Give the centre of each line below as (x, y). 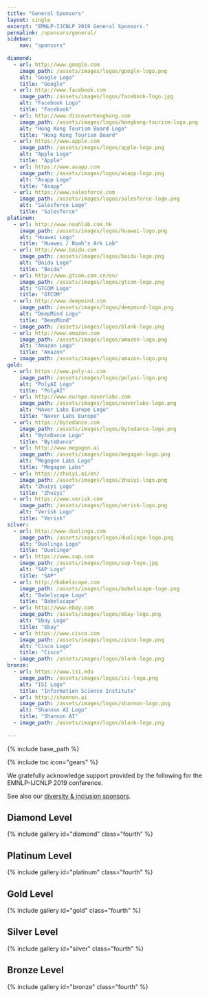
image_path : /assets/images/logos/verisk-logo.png (93, 506)
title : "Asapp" (41, 186)
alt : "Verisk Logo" (47, 512)
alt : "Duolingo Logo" (50, 544)
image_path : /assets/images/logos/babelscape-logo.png (100, 588)
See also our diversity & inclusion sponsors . (69, 796)
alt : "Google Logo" (47, 77)
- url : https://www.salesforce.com (64, 192)
